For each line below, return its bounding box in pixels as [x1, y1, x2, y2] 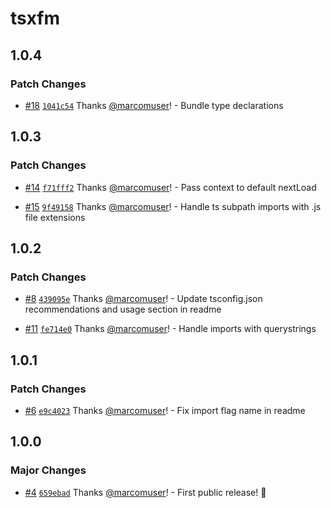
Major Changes [10, 463, 87, 477]
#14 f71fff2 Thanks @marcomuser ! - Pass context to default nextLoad [24, 181, 317, 193]
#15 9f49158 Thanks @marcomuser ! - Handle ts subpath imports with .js [24, 200, 322, 212]
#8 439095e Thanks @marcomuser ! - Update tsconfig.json [24, 293, 263, 305]
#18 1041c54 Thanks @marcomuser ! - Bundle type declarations [24, 99, 284, 111]
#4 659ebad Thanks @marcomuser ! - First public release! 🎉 [24, 486, 267, 498]
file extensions [24, 211, 86, 223]
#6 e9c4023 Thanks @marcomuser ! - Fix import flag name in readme [24, 404, 306, 416]
